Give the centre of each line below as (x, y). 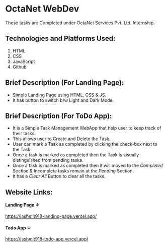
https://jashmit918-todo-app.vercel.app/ (47, 239)
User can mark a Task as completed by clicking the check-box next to (85, 144)
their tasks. (24, 134)
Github (19, 67)
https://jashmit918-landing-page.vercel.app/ (51, 216)
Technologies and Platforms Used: (60, 39)
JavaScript (24, 61)
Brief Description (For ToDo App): (59, 116)
